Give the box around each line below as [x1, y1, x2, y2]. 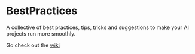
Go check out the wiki [6, 42, 60, 49]
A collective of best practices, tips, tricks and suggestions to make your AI [6, 24, 190, 31]
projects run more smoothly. [6, 30, 76, 37]
